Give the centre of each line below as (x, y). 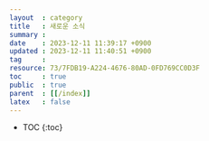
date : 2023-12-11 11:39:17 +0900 (81, 43)
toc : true (38, 77)
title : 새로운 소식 (47, 26)
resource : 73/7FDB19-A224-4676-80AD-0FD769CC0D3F (105, 69)
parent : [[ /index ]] (50, 93)
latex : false (40, 102)
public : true (38, 85)
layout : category (46, 18)
